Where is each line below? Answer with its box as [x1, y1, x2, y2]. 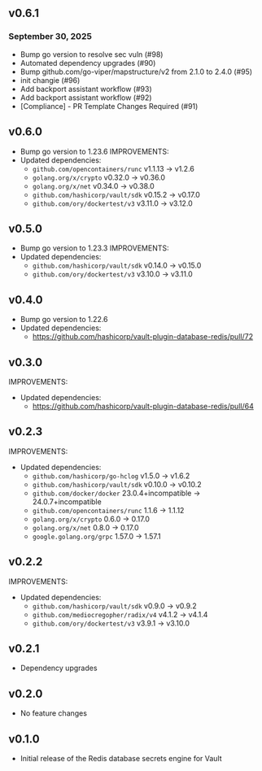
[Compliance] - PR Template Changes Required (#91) [20, 101, 199, 111]
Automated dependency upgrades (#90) [20, 58, 156, 68]
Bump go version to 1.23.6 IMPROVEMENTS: [20, 146, 169, 156]
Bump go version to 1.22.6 [20, 315, 108, 325]
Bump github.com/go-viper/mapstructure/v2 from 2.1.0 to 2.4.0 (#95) [20, 67, 253, 76]
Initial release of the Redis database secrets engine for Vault [20, 754, 222, 763]
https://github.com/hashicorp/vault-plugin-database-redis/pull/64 [32, 401, 254, 411]
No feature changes [20, 708, 88, 718]
